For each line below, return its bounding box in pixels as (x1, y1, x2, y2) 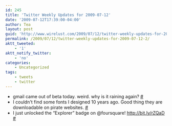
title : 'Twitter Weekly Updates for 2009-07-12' (5, 12, 111, 17)
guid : (5, 31, 17, 37)
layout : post (5, 27, 33, 32)
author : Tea (5, 22, 31, 27)
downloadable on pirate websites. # (12, 104, 89, 111)
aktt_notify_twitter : (5, 50, 52, 56)
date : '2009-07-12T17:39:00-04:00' (5, 17, 81, 22)
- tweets (14, 75, 33, 80)
